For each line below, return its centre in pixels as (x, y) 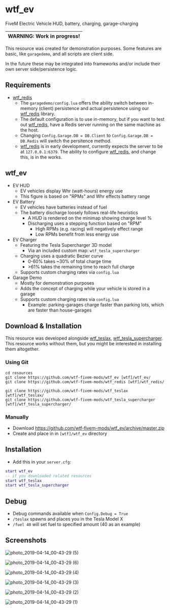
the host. (29, 130)
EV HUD (21, 185)
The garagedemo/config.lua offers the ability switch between (83, 103)
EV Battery (24, 201)
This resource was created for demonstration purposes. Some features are (83, 48)
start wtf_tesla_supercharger (37, 486)
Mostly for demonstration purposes (57, 283)
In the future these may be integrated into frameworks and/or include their (83, 63)
